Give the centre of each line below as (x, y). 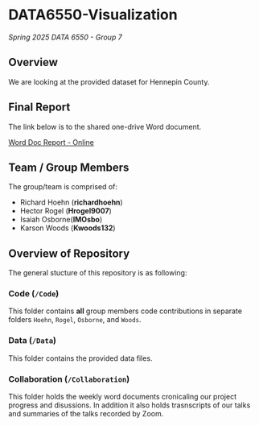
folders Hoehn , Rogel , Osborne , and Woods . (75, 320)
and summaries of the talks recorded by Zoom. (86, 414)
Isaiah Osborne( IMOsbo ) (61, 220)
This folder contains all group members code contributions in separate (125, 311)
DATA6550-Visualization (93, 15)
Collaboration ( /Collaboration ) (69, 378)
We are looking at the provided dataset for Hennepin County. (109, 81)
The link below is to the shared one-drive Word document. (105, 126)
